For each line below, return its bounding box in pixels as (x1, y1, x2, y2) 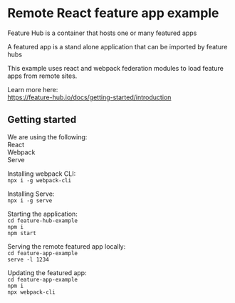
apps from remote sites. (7, 71, 78, 80)
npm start (7, 229, 37, 237)
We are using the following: (7, 132, 88, 141)
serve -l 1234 (7, 256, 50, 263)
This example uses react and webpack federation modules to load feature (7, 64, 224, 72)
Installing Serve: (7, 189, 55, 198)
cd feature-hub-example (7, 217, 78, 224)
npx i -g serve (7, 197, 53, 204)
